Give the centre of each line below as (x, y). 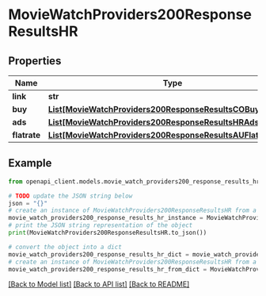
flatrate (27, 135)
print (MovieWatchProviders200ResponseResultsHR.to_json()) (108, 233)
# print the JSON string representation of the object (101, 225)
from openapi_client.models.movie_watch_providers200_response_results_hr (134, 181)
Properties (35, 61)
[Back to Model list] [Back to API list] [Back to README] (99, 284)
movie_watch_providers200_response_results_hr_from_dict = (108, 269)
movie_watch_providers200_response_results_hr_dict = (99, 254)
